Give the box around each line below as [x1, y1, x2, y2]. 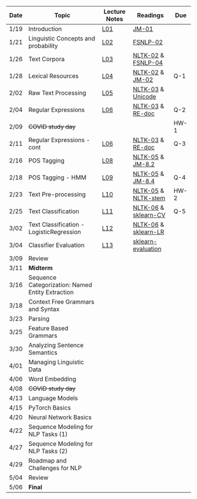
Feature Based [28, 324, 69, 332]
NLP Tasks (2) [28, 447, 68, 455]
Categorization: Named [28, 281, 93, 289]
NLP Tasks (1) [28, 430, 68, 438]
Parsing [28, 315, 50, 322]
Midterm [28, 264, 53, 272]
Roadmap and [28, 457, 67, 464]
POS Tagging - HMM [28, 174, 87, 181]
